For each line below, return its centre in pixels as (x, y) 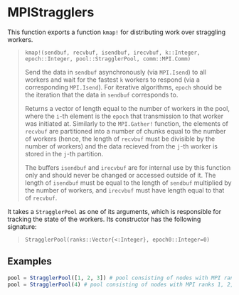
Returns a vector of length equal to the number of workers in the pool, (127, 108)
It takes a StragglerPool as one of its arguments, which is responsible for (115, 211)
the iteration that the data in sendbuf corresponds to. (101, 95)
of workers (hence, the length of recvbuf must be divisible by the (120, 139)
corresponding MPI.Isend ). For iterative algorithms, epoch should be (123, 87)
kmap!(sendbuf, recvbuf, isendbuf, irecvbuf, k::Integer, (112, 53)
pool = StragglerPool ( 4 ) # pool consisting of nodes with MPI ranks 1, (116, 284)
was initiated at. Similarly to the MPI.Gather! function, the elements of (127, 123)
